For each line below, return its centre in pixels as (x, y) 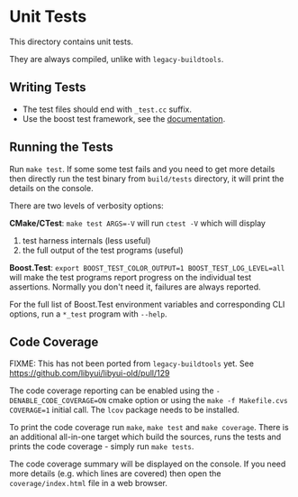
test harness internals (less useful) (86, 240)
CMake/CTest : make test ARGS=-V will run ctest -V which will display (137, 223)
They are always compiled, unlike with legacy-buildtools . (117, 59)
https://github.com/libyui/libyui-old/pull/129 (90, 373)
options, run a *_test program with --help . (88, 314)
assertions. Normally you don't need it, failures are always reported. (135, 287)
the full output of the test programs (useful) (103, 250)
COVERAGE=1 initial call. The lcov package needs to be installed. (125, 410)
